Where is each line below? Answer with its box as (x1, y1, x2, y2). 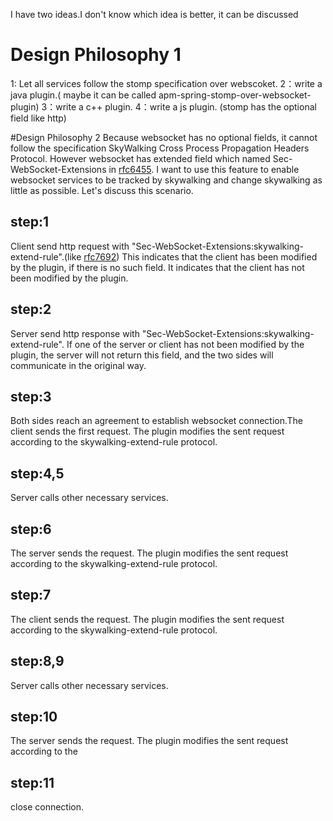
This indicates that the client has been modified (121, 250, 318, 263)
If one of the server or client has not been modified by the (66, 338, 305, 350)
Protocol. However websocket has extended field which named (10, 152, 271, 164)
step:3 (10, 388, 52, 405)
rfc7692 (83, 250, 117, 263)
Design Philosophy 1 (10, 44, 182, 66)
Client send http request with (10, 240, 130, 252)
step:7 (10, 587, 52, 604)
